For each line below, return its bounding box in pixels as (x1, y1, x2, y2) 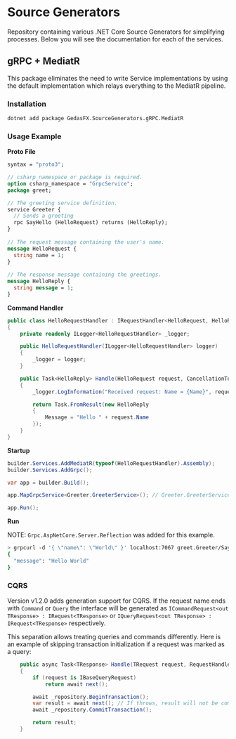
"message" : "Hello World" (13, 557, 90, 564)
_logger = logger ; (32, 356, 86, 363)
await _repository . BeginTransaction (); (32, 693, 150, 700)
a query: (7, 648, 32, 656)
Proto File (7, 148, 37, 156)
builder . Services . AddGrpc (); (7, 466, 93, 473)
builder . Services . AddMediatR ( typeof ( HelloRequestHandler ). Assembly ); (7, 459, 216, 467)
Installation (7, 99, 47, 109)
